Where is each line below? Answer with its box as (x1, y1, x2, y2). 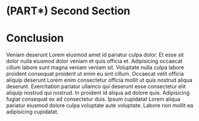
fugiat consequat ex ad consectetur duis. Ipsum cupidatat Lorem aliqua (6, 95, 181, 103)
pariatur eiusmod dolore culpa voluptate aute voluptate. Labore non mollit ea (6, 102, 194, 109)
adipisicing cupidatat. (6, 108, 59, 116)
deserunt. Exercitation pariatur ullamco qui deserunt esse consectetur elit (6, 83, 186, 90)
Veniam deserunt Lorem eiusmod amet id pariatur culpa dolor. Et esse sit (6, 51, 184, 58)
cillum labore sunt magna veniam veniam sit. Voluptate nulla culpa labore (6, 64, 184, 71)
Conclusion (6, 32, 64, 45)
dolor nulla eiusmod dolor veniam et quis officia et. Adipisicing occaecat (6, 58, 183, 65)
